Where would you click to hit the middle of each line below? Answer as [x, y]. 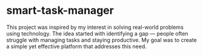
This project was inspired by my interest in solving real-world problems [95, 27]
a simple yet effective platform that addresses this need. [76, 46]
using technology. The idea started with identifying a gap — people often [98, 33]
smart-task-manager [60, 11]
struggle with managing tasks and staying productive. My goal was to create [101, 40]
